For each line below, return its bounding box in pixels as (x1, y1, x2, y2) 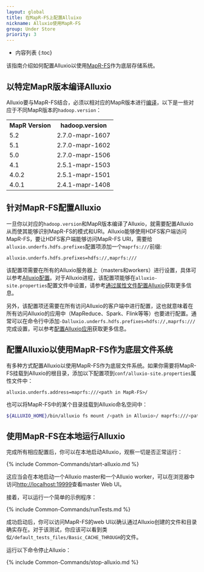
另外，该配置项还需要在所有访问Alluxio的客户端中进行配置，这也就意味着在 (6, 302, 194, 309)
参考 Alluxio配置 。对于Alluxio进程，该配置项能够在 (11, 274, 136, 281)
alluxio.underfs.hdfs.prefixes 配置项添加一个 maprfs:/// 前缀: (6, 243, 162, 250)
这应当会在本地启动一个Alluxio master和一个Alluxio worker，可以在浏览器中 (6, 473, 195, 481)
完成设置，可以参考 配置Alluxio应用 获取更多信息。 (6, 325, 130, 332)
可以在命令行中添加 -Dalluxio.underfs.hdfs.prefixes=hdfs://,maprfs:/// (11, 317, 195, 324)
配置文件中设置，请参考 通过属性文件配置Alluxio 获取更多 (47, 281, 186, 289)
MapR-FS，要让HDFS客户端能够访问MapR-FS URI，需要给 (6, 235, 153, 242)
